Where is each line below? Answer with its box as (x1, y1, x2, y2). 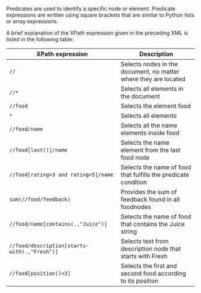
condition (120, 178, 148, 186)
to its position (120, 277, 159, 285)
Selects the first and (120, 262, 178, 270)
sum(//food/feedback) (9, 196, 71, 203)
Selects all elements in (120, 85, 184, 93)
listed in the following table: (6, 36, 74, 42)
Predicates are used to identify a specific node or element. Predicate (6, 5, 175, 12)
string (120, 227, 138, 236)
